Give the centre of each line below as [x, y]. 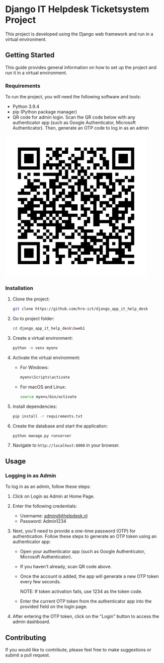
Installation [19, 288]
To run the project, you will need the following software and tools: [73, 97]
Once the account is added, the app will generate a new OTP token [89, 576]
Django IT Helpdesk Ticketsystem [77, 9]
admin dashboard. [31, 622]
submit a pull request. [28, 655]
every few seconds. [40, 582]
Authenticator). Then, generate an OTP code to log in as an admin [81, 128]
